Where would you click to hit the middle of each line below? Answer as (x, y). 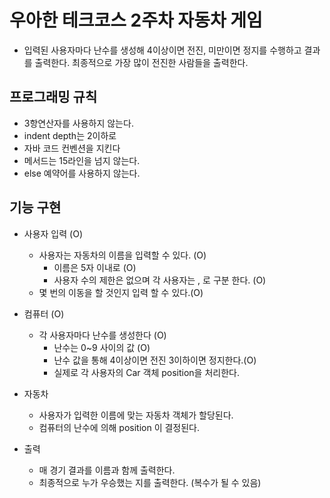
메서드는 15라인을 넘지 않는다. (82, 160)
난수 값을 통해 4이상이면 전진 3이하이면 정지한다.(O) (155, 360)
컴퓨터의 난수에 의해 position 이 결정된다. (119, 427)
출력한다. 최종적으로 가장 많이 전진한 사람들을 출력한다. (141, 62)
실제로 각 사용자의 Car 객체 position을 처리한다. (146, 372)
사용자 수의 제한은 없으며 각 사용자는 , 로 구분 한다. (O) (160, 280)
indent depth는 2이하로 (70, 135)
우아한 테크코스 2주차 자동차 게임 (136, 20)
